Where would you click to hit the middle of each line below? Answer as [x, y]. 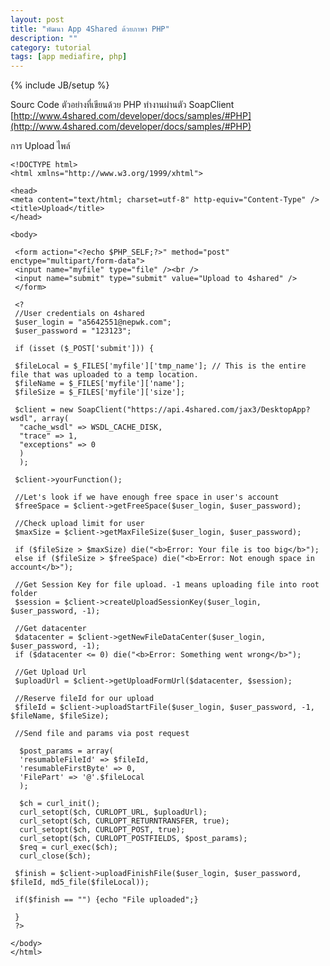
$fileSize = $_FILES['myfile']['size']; [100, 392]
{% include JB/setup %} [60, 85]
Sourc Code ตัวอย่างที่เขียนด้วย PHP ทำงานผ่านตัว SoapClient [122, 105]
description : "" [44, 38]
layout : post [37, 19]
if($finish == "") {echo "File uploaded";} [106, 900]
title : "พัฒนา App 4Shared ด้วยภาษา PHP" [90, 29]
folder [24, 594]
